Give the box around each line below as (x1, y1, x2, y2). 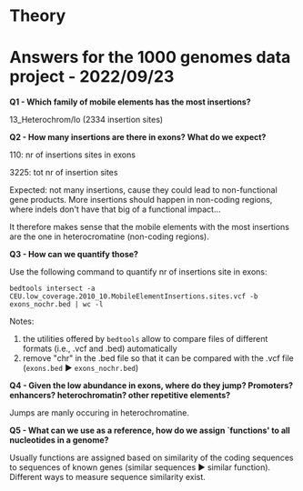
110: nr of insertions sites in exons (9, 149, 136, 160)
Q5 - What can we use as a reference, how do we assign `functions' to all (9, 425, 291, 436)
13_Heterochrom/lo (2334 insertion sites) (9, 115, 164, 125)
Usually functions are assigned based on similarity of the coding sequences (9, 452, 294, 464)
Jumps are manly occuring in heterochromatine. (9, 407, 189, 418)
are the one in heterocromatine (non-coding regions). (9, 231, 209, 242)
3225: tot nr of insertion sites (9, 167, 118, 178)
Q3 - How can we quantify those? (9, 249, 139, 260)
